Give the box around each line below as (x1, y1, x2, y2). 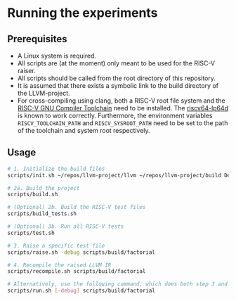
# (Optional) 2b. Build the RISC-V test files (7, 204, 146, 211)
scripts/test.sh (7, 229, 55, 236)
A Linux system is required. (17, 51, 97, 60)
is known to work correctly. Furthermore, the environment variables (17, 111, 213, 120)
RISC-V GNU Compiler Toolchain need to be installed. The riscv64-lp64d (17, 104, 229, 112)
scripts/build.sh (7, 191, 58, 198)
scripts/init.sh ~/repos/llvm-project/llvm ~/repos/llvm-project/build (7, 172, 221, 179)
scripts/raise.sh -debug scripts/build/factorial (7, 248, 156, 256)
